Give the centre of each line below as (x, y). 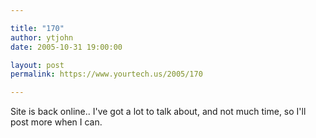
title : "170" (37, 28)
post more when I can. (56, 122)
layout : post (37, 65)
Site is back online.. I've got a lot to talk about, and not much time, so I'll (158, 112)
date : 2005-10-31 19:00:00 (66, 47)
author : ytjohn (42, 37)
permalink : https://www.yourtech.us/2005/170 (106, 74)
